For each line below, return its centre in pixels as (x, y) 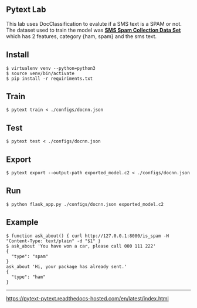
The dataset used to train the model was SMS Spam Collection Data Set (94, 30)
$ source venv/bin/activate (40, 73)
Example (22, 222)
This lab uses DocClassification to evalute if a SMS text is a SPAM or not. (94, 23)
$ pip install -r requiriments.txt (50, 79)
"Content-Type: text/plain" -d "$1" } (53, 241)
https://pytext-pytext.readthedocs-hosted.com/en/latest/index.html (87, 298)
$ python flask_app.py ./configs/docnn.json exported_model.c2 (85, 204)
